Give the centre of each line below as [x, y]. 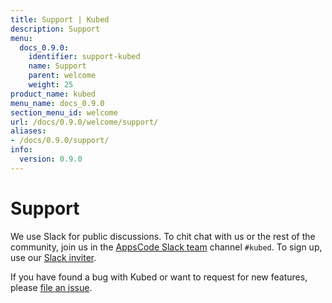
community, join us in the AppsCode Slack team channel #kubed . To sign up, [166, 247]
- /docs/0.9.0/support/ [60, 141]
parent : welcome [62, 76]
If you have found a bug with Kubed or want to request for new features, [159, 277]
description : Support [55, 29]
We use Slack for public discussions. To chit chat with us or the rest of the [163, 236]
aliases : [28, 131]
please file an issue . [51, 287]
